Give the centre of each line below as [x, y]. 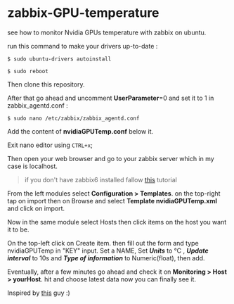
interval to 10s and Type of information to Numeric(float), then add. [106, 258]
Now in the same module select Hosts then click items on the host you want [117, 222]
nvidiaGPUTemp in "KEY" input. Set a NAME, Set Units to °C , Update [108, 251]
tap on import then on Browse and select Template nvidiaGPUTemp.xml [112, 201]
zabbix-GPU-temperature [83, 13]
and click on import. [36, 208]
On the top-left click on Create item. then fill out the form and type [103, 243]
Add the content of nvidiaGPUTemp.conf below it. [80, 131]
